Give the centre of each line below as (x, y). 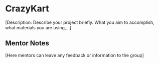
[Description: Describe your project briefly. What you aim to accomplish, (80, 22)
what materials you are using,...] (38, 27)
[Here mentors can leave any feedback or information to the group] (74, 55)
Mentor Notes (27, 43)
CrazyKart (27, 9)
